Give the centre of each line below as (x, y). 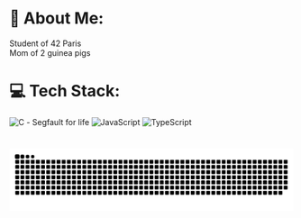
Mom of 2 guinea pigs (50, 52)
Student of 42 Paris (46, 43)
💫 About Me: (57, 18)
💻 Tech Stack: (65, 91)
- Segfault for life (58, 122)
